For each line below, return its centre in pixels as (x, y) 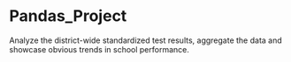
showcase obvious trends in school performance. (100, 49)
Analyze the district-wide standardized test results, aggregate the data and (146, 40)
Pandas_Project (68, 16)
